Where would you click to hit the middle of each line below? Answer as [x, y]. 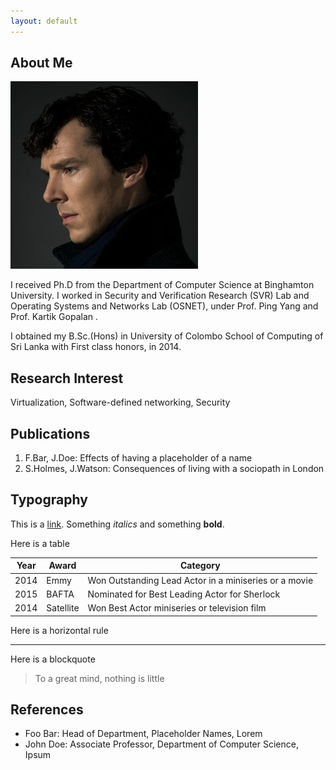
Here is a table [40, 543]
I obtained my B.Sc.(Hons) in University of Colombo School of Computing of [167, 336]
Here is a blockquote [53, 659]
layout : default [44, 21]
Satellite [63, 608]
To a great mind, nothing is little [99, 678]
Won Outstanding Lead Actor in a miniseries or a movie [200, 580]
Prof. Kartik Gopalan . [54, 317]
